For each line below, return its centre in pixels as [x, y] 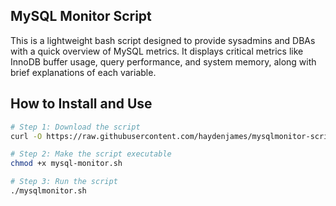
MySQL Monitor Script [81, 16]
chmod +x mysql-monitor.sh [66, 164]
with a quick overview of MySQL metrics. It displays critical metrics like [157, 51]
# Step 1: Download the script [75, 127]
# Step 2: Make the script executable [91, 154]
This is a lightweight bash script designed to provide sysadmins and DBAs [163, 40]
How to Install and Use [81, 104]
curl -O [26, 136]
